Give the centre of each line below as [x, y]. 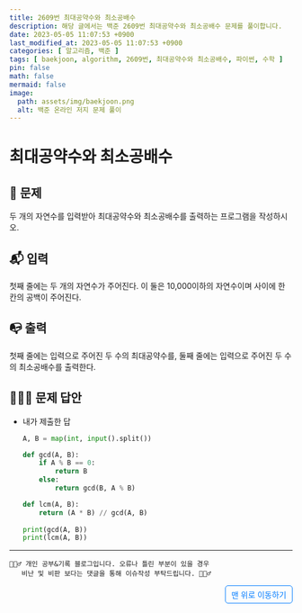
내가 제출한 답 [46, 421]
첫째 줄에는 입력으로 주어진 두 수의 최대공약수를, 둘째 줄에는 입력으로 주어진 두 [146, 356]
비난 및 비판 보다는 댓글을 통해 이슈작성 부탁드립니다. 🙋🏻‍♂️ [116, 574]
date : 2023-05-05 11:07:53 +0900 [72, 34]
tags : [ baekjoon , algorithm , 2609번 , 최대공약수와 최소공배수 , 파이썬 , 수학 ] [146, 59]
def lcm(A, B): [51, 504]
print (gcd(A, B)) [55, 529]
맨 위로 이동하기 [258, 595]
